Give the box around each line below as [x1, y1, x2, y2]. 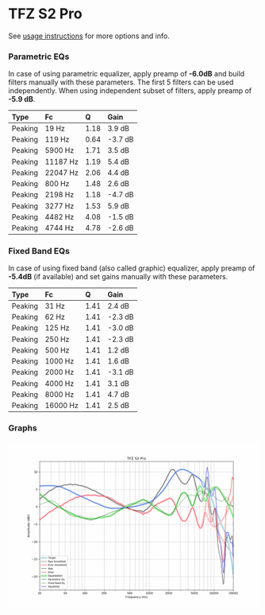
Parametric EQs [8, 51, 70, 62]
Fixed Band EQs [8, 245, 70, 256]
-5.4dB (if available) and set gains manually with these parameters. [8, 272, 229, 282]
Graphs [8, 422, 37, 434]
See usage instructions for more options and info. [8, 31, 171, 41]
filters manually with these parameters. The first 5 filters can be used [8, 77, 234, 88]
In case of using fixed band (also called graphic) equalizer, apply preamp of [8, 263, 255, 273]
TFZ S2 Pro [8, 5, 83, 23]
